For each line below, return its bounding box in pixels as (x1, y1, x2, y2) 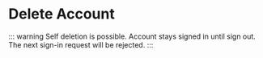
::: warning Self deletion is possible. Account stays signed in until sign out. (8, 31, 257, 41)
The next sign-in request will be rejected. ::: (8, 39, 154, 49)
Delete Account (8, 5, 115, 23)
